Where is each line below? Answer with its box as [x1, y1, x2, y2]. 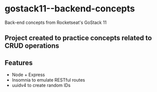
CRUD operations [4, 42, 60, 50]
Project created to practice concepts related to [4, 34, 152, 42]
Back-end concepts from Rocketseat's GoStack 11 [4, 19, 107, 25]
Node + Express [11, 72, 45, 78]
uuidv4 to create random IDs [11, 83, 71, 89]
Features [4, 58, 33, 67]
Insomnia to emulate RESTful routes [11, 77, 85, 83]
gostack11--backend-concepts [4, 3, 135, 14]
